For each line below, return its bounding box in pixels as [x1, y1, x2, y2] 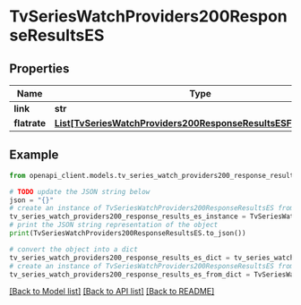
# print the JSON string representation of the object [9, 221, 219, 230]
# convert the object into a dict [9, 244, 139, 254]
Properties [9, 61, 70, 76]
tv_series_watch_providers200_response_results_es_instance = [9, 212, 246, 221]
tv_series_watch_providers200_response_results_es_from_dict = [9, 270, 251, 279]
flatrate [13, 117, 47, 129]
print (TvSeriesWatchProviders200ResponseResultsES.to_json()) [9, 229, 246, 238]
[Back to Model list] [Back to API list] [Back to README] [9, 286, 215, 297]
